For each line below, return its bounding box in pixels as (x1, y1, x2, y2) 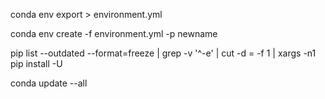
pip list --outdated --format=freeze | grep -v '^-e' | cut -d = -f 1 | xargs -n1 (10, 47, 317, 59)
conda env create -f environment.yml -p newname (10, 28, 218, 39)
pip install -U (10, 58, 63, 69)
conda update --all (10, 77, 88, 89)
